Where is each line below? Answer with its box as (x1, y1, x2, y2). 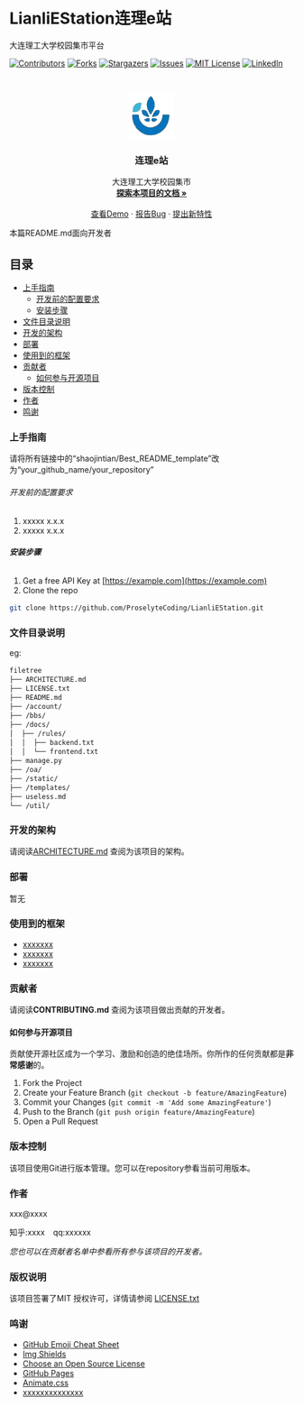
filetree (9, 666, 42, 675)
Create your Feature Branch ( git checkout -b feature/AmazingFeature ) (22, 1088, 288, 1098)
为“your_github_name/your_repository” (9, 464, 154, 475)
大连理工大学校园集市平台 (9, 40, 105, 51)
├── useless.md (9, 792, 67, 801)
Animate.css (22, 1377, 69, 1388)
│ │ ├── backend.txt (9, 738, 95, 747)
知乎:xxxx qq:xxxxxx (9, 1227, 92, 1237)
